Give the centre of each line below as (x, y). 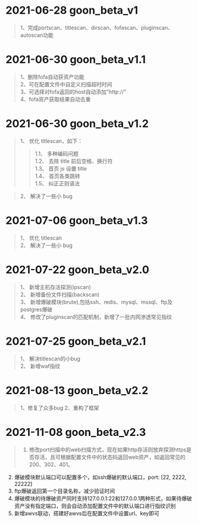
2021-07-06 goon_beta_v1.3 (77, 221)
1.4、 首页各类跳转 (58, 176)
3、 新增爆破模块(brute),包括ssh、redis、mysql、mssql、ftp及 (96, 302)
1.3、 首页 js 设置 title (61, 168)
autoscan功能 (37, 35)
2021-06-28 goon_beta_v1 (72, 10)
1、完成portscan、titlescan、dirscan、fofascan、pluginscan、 (97, 27)
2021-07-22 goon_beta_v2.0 (78, 270)
